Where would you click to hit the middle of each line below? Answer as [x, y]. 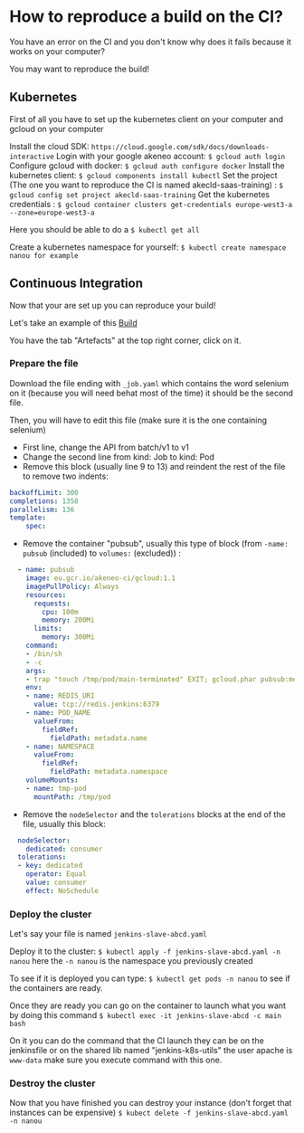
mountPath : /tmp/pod [72, 797]
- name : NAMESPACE [60, 747]
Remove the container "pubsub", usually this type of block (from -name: [156, 544]
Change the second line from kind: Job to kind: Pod [119, 457]
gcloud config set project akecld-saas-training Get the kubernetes [139, 194]
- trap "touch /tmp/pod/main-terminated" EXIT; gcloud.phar [141, 679]
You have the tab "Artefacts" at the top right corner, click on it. [125, 340]
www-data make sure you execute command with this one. [116, 1060]
